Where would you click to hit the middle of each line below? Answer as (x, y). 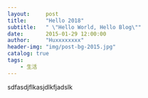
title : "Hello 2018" (46, 21)
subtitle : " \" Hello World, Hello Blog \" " (74, 27)
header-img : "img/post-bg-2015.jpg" (62, 47)
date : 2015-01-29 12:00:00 (57, 34)
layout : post (33, 14)
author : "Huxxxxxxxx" (46, 40)
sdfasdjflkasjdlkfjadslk (40, 87)
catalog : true (28, 54)
